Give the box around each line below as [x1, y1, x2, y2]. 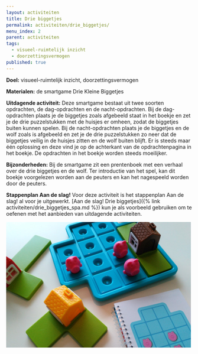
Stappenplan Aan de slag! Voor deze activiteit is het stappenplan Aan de [6, 191, 184, 198]
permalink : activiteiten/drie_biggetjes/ [6, 22, 110, 28]
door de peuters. [6, 180, 47, 187]
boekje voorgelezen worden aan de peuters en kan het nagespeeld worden [6, 173, 189, 180]
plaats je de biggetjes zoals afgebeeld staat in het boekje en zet [35, 112, 191, 119]
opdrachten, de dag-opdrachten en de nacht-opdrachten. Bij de [6, 105, 162, 112]
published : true [6, 59, 46, 65]
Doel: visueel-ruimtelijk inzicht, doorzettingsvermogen [6, 76, 139, 83]
